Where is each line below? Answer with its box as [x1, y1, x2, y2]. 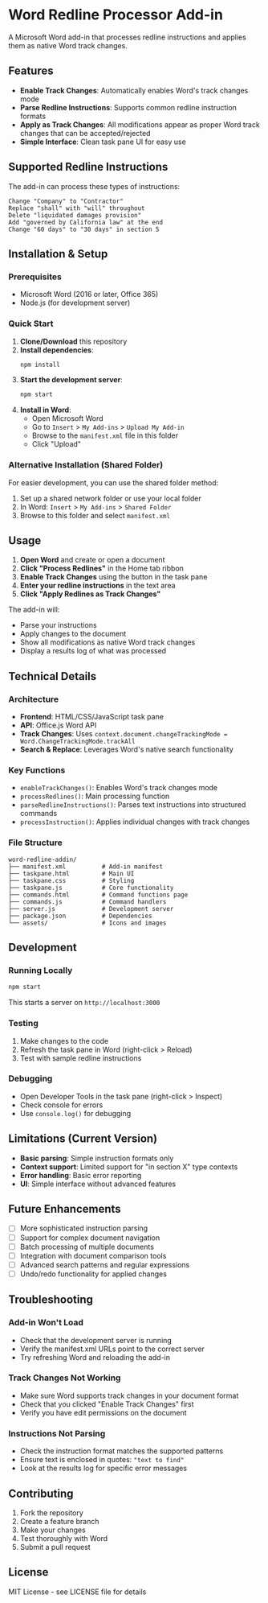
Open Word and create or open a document [19, 555, 165, 565]
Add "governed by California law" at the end [8, 218, 163, 226]
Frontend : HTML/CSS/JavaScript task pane [19, 712, 164, 722]
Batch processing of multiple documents [19, 1242, 155, 1251]
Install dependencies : [19, 344, 94, 355]
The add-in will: [8, 605, 60, 615]
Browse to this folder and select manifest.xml [19, 510, 171, 520]
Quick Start [8, 318, 54, 329]
